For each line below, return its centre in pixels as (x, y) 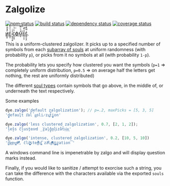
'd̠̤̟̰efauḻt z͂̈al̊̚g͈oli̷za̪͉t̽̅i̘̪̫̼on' (33, 115)
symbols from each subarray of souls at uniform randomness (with (75, 49)
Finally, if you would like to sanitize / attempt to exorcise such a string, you (83, 168)
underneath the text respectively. (40, 91)
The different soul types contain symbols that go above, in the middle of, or (84, 85)
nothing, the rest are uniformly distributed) (50, 76)
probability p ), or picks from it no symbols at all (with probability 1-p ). (78, 55)
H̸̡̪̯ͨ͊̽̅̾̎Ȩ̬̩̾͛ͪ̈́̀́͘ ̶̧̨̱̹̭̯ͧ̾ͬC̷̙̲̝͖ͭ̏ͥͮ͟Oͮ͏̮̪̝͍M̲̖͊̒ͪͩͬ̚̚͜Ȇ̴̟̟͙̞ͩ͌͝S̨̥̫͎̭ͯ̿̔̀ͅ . (17, 34)
